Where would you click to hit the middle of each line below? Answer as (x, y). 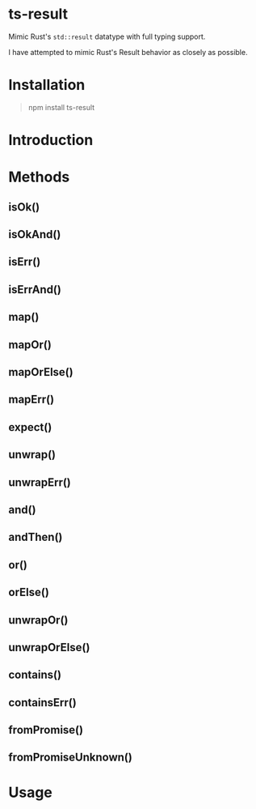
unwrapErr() (40, 482)
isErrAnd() (35, 290)
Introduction (51, 141)
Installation (47, 85)
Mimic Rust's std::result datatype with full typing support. (107, 36)
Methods (39, 177)
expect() (30, 427)
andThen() (36, 537)
